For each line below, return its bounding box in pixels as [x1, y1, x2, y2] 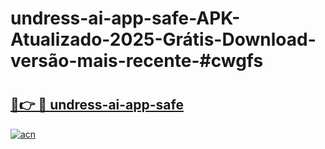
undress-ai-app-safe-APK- [10, 7, 241, 30]
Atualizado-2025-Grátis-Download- [10, 28, 317, 51]
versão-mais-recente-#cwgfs [10, 50, 264, 72]
